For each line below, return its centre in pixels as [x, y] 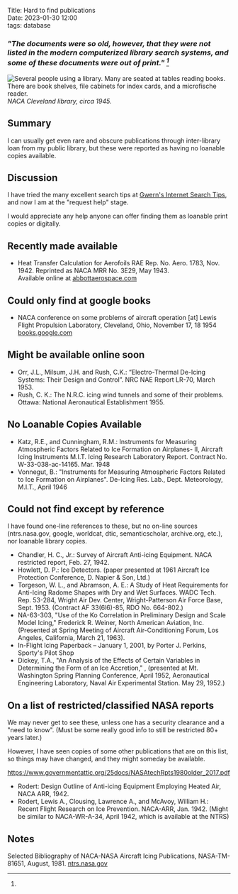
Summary [29, 123]
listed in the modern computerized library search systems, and [118, 53]
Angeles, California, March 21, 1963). [71, 638]
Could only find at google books [79, 300]
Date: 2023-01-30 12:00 [42, 18]
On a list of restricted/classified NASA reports [111, 705]
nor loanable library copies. [47, 541]
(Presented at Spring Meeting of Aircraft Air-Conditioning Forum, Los [118, 630]
